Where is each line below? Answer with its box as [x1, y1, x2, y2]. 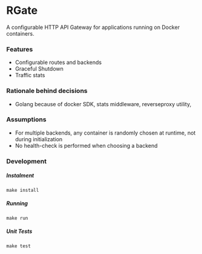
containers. [6, 30, 34, 37]
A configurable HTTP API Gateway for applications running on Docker [6, 24, 180, 31]
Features [6, 45, 33, 53]
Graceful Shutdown [15, 65, 64, 72]
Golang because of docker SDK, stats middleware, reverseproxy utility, [15, 100, 192, 107]
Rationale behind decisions [6, 87, 88, 95]
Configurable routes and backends [15, 59, 102, 66]
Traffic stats [15, 72, 45, 79]
